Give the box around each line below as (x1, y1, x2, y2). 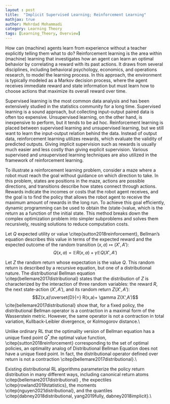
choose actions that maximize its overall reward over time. (5, 88, 127, 94)
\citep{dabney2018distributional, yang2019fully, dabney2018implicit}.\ (5, 393, 152, 399)
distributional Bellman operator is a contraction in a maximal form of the (5, 308, 155, 314)
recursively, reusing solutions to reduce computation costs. (5, 221, 129, 227)
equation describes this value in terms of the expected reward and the (5, 237, 152, 242)
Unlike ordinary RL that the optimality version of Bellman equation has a (5, 328, 155, 334)
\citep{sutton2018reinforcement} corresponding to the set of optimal (5, 340, 149, 346)
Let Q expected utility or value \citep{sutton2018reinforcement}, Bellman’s (5, 231, 160, 237)
